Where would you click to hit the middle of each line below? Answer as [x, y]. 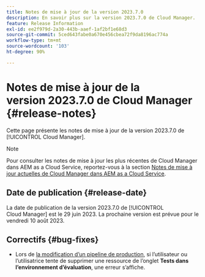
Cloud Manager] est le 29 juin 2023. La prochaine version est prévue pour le [102, 214]
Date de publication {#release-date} [76, 193]
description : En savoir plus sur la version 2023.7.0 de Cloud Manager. [101, 18]
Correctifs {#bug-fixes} [53, 239]
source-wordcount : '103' [38, 46]
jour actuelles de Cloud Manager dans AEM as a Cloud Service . [86, 173]
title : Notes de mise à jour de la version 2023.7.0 [75, 12]
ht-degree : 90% [26, 52]
